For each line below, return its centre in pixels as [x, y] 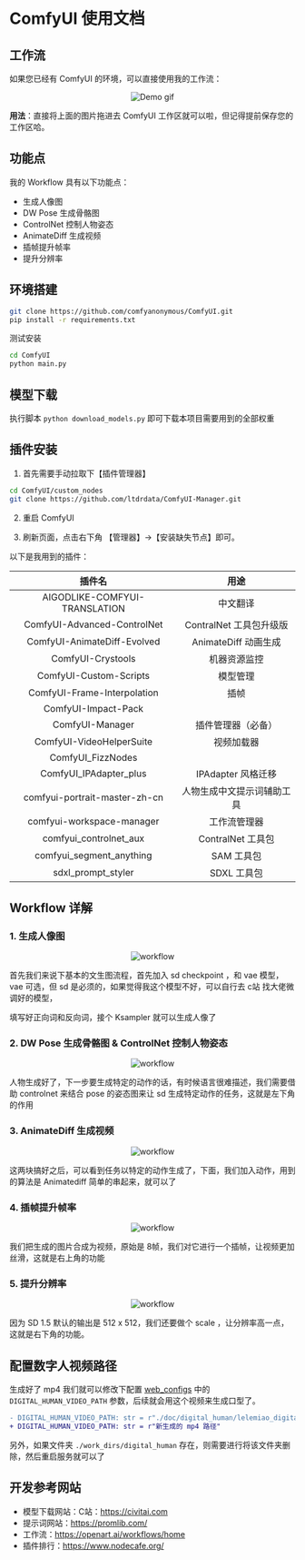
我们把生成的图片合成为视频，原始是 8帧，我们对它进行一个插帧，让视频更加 [152, 1247]
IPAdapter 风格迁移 [236, 774]
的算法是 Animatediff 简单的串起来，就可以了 [93, 1181]
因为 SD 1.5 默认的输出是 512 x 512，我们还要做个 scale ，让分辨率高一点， [149, 1323]
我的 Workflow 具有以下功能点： [69, 182]
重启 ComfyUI [48, 517]
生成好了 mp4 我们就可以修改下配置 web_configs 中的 [110, 1390]
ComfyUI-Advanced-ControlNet [93, 624]
